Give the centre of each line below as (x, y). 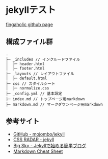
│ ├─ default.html (26, 78)
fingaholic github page (29, 24)
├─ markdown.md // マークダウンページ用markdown (55, 104)
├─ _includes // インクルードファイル (43, 59)
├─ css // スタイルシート (31, 84)
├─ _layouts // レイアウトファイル (40, 74)
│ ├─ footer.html (25, 68)
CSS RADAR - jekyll (34, 139)
